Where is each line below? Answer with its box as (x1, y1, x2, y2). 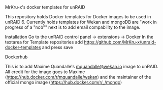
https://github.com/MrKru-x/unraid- (83, 39, 157, 45)
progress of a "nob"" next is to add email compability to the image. (5, 24, 141, 30)
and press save (42, 45, 73, 50)
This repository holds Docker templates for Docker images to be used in (5, 14, 151, 19)
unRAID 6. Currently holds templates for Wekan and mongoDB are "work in (5, 19, 157, 25)
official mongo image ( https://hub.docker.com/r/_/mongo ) (5, 79, 122, 85)
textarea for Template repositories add (5, 39, 83, 45)
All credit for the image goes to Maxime (5, 69, 85, 75)
